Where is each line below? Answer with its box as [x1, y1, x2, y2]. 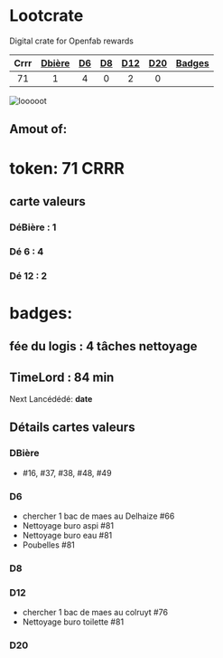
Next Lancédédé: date [9, 394, 93, 405]
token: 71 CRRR [9, 157, 125, 178]
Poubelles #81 [22, 539, 75, 550]
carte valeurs [9, 194, 86, 209]
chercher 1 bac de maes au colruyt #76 [22, 607, 169, 618]
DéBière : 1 [9, 221, 57, 234]
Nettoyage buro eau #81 [22, 530, 113, 541]
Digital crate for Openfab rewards [9, 35, 134, 46]
